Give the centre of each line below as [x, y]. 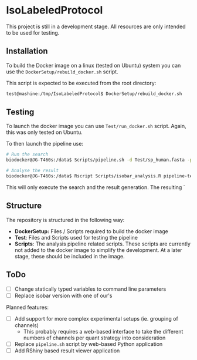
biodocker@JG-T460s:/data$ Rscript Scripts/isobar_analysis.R [84, 176]
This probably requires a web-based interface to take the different [103, 331]
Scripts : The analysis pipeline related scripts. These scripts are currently [102, 244]
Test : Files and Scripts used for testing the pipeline [76, 237]
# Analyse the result [33, 171]
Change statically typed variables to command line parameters [90, 289]
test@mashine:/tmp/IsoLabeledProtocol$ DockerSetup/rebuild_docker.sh [94, 94]
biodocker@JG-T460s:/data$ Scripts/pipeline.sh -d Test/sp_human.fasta [95, 160]
